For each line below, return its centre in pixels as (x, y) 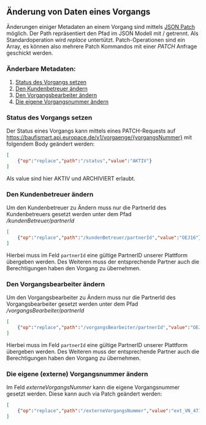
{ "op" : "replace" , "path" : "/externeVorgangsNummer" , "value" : (94, 411)
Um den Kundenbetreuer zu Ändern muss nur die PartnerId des (86, 208)
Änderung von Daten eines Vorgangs (78, 12)
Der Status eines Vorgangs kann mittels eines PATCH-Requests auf (91, 131)
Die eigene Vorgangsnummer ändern (62, 102)
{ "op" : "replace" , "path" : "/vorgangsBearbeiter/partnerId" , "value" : (104, 328)
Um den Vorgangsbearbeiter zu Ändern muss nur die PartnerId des (91, 298)
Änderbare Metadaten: (41, 69)
